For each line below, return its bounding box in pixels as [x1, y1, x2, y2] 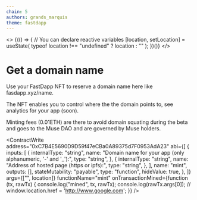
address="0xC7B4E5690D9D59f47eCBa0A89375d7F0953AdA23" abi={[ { [6, 143, 189, 150]
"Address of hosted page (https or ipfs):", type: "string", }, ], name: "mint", [6, 162, 187, 169]
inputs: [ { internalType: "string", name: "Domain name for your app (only [6, 149, 185, 157]
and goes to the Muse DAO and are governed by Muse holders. [6, 125, 161, 132]
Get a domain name [6, 63, 104, 77]
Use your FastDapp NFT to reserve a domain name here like [6, 83, 153, 90]
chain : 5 [6, 8, 28, 15]
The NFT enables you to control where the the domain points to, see [6, 101, 174, 108]
